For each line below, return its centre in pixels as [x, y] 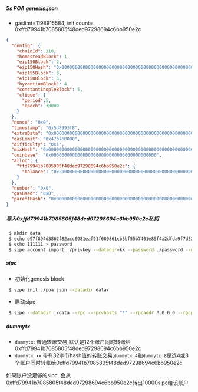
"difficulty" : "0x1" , [38, 144]
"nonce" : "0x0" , [31, 123]
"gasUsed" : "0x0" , [34, 194]
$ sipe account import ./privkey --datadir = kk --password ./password [96, 250]
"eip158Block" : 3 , [39, 79]
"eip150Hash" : [34, 68]
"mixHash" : [25, 150]
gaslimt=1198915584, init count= [54, 23]
